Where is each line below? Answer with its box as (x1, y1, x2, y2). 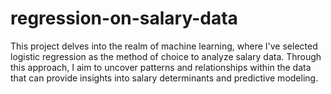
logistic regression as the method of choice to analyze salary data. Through (10, 50, 322, 62)
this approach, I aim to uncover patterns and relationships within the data (10, 61, 312, 73)
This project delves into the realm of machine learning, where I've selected (10, 40, 318, 52)
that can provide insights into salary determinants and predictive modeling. (10, 72, 319, 84)
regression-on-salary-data (10, 7, 238, 30)
